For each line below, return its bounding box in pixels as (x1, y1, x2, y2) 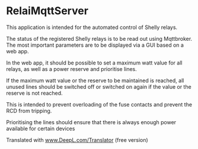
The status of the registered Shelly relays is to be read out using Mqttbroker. (6, 35, 193, 42)
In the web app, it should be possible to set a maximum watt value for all (6, 59, 183, 66)
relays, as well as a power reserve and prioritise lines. (6, 65, 138, 72)
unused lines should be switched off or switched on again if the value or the (6, 83, 191, 90)
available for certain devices (6, 125, 75, 132)
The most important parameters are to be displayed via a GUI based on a (6, 41, 184, 48)
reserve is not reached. (6, 89, 63, 96)
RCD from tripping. (6, 107, 52, 114)
